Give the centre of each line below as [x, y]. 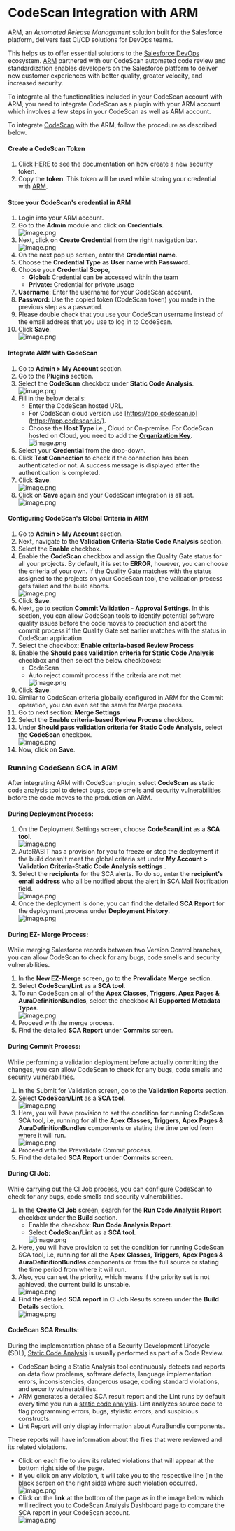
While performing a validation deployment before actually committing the [113, 1062]
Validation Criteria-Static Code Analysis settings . [92, 866]
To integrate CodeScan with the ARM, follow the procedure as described [113, 125]
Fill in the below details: [52, 398]
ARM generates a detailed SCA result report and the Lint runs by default [122, 1397]
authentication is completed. [59, 472]
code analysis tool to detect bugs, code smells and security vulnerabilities [114, 790]
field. [26, 889]
